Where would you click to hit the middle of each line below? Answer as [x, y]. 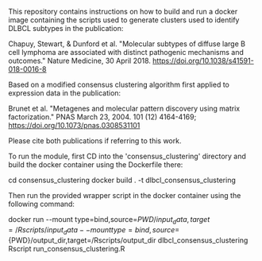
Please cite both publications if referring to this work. [95, 141]
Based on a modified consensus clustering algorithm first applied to [119, 84]
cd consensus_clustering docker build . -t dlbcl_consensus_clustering [122, 180]
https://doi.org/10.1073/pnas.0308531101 [74, 125]
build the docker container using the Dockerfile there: [96, 165]
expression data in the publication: [65, 93]
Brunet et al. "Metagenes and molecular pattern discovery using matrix [124, 108]
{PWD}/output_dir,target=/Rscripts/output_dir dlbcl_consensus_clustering [128, 240]
